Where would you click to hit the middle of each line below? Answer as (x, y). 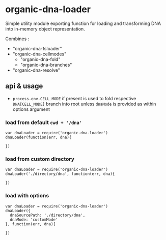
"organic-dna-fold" (40, 59)
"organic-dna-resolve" (36, 70)
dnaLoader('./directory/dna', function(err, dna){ (60, 174)
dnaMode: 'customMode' (34, 220)
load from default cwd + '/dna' (44, 122)
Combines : (17, 39)
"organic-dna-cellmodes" (39, 54)
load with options (27, 196)
